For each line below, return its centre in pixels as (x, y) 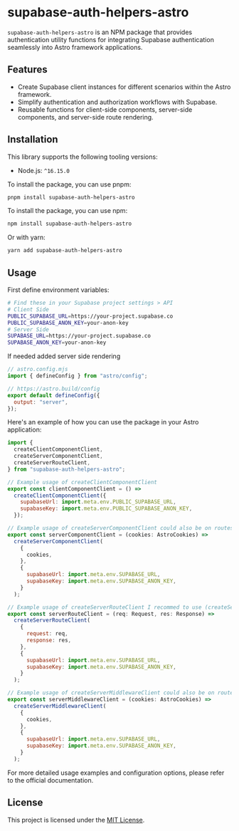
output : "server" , (41, 402)
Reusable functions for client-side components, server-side (105, 109)
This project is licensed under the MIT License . (76, 820)
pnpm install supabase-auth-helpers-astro (71, 197)
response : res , (49, 640)
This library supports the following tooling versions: (83, 157)
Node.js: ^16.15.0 (43, 170)
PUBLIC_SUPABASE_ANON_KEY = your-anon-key (68, 323)
